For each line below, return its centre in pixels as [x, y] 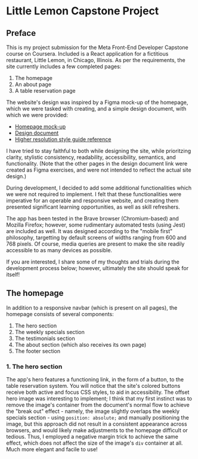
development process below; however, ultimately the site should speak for [98, 268]
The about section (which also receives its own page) [81, 344]
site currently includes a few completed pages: [64, 66]
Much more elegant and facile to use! [52, 449]
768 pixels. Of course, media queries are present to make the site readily [95, 244]
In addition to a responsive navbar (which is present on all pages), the [92, 307]
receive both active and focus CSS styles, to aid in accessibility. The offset [98, 392]
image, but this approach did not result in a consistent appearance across [97, 424]
